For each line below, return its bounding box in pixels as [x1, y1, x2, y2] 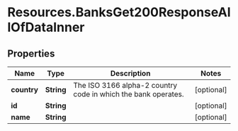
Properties [7, 47, 55, 59]
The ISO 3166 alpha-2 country [73, 81, 178, 90]
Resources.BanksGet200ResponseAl [7, 4, 231, 21]
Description [110, 69, 151, 78]
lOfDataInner [7, 19, 85, 35]
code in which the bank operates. [73, 89, 184, 99]
